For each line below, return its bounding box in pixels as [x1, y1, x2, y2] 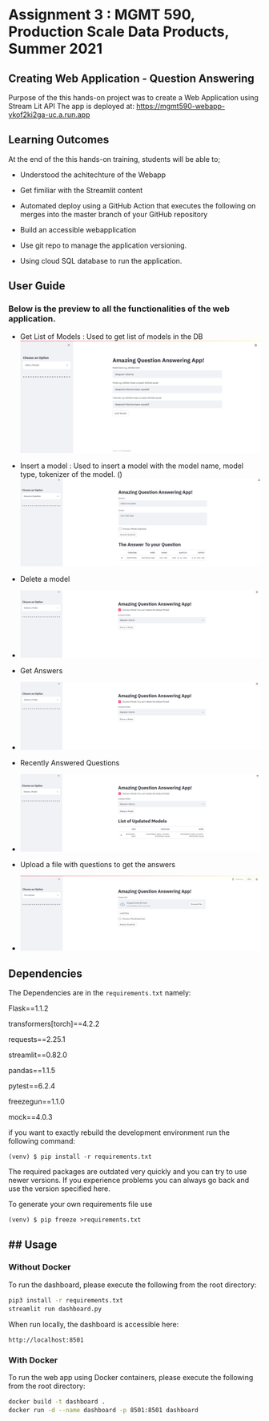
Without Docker [8, 1262, 71, 1273]
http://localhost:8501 [8, 1336, 84, 1344]
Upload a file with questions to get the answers [19, 860, 176, 870]
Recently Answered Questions [19, 757, 120, 767]
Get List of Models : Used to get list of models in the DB [19, 331, 203, 341]
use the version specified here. [8, 1184, 110, 1193]
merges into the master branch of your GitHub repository [19, 209, 208, 219]
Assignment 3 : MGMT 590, [8, 6, 195, 24]
